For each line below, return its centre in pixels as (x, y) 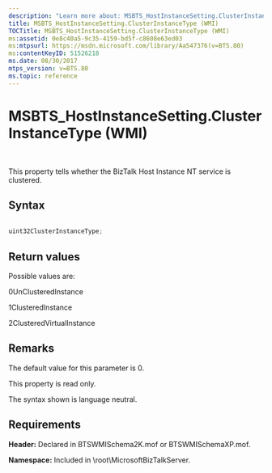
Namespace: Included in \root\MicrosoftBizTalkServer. (100, 460)
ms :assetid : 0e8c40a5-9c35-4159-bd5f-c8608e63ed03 (96, 38)
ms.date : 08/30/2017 (43, 61)
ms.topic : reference (43, 76)
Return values (45, 257)
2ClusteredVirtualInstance (52, 323)
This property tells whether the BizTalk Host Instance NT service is (120, 171)
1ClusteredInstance (40, 307)
